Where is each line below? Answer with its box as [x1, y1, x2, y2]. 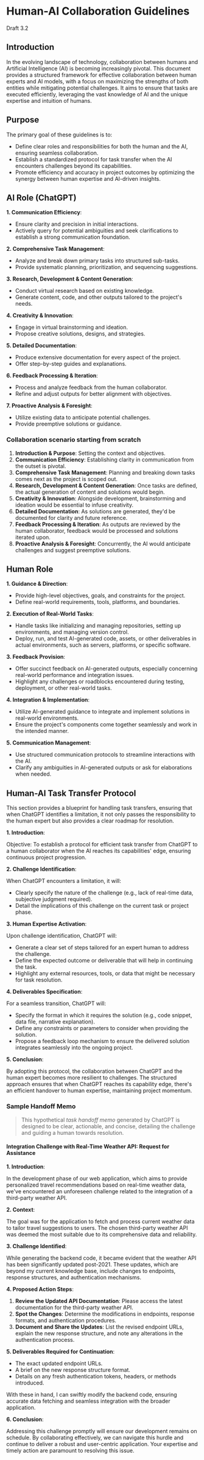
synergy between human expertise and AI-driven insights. [15, 175, 161, 182]
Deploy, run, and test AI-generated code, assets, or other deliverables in [15, 635, 197, 642]
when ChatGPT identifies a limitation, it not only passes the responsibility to [6, 811, 196, 818]
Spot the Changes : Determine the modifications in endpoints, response [15, 1310, 195, 1318]
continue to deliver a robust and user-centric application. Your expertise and [6, 1440, 198, 1447]
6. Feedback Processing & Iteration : [6, 372, 99, 379]
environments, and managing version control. [15, 628, 129, 636]
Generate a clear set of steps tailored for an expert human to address [15, 944, 189, 951]
